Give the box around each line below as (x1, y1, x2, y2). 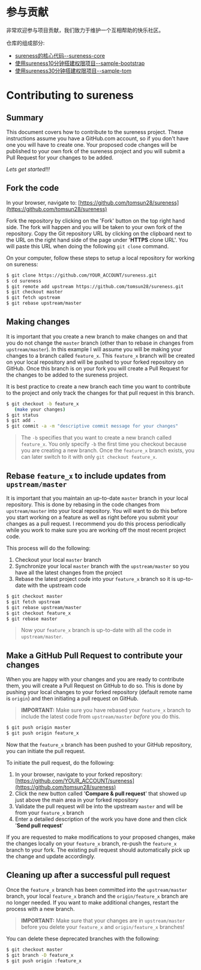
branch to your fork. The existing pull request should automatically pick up (6, 846, 190, 853)
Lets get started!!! (6, 165, 50, 173)
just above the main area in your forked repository (14, 796, 139, 803)
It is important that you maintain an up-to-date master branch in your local (6, 494, 188, 502)
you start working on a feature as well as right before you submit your (6, 514, 179, 521)
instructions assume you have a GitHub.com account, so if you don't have (6, 135, 189, 142)
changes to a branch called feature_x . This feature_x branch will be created (6, 352, 195, 359)
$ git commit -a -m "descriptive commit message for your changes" (6, 423, 179, 429)
